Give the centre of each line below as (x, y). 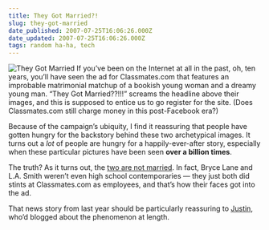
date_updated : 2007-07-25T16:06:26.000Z (77, 38)
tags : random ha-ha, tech (51, 46)
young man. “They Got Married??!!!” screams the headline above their (124, 94)
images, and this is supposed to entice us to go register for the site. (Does (130, 103)
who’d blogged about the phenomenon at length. (89, 217)
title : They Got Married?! (53, 16)
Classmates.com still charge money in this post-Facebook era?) (114, 111)
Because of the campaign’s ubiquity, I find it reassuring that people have (128, 127)
